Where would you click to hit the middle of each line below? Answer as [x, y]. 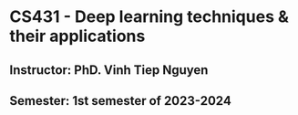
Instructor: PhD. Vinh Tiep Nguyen [109, 70]
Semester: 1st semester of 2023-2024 [121, 101]
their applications [77, 36]
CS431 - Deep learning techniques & [149, 17]
